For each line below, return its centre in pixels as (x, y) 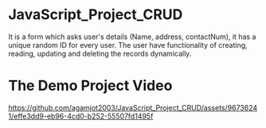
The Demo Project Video (90, 86)
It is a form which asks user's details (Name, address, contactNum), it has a (132, 37)
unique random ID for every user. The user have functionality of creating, (128, 45)
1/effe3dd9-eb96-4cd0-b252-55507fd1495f (81, 116)
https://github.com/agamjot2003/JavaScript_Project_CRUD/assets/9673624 (133, 107)
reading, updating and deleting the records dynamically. (100, 53)
